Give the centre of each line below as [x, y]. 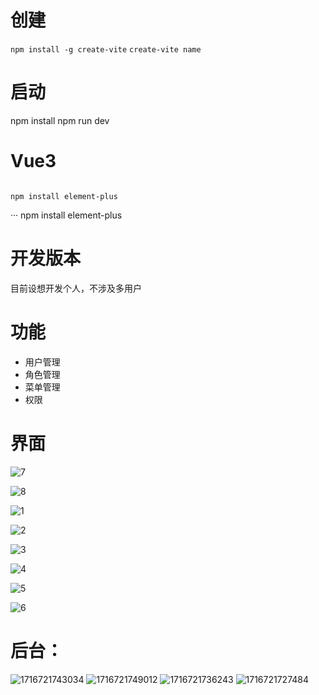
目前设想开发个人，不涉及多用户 [76, 288]
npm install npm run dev [60, 120]
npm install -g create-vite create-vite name [106, 49]
